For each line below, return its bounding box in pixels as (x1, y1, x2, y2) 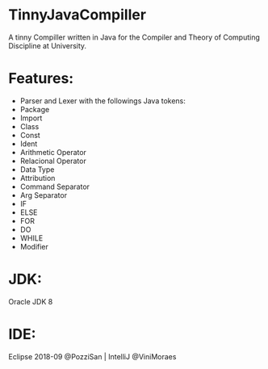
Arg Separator (19, 190, 67, 199)
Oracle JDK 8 (8, 296, 53, 306)
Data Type (19, 164, 55, 174)
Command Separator (19, 182, 90, 191)
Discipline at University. (8, 40, 87, 50)
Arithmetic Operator (19, 147, 87, 157)
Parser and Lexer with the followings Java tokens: (19, 95, 186, 106)
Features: (8, 69, 74, 88)
